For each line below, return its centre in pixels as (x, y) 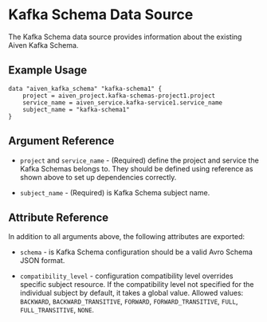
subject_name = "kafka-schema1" (76, 109)
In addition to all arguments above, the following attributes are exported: (127, 237)
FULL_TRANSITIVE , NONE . (57, 310)
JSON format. (42, 261)
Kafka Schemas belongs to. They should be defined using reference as (136, 168)
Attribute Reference (59, 217)
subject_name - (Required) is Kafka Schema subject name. (115, 192)
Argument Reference (61, 141)
